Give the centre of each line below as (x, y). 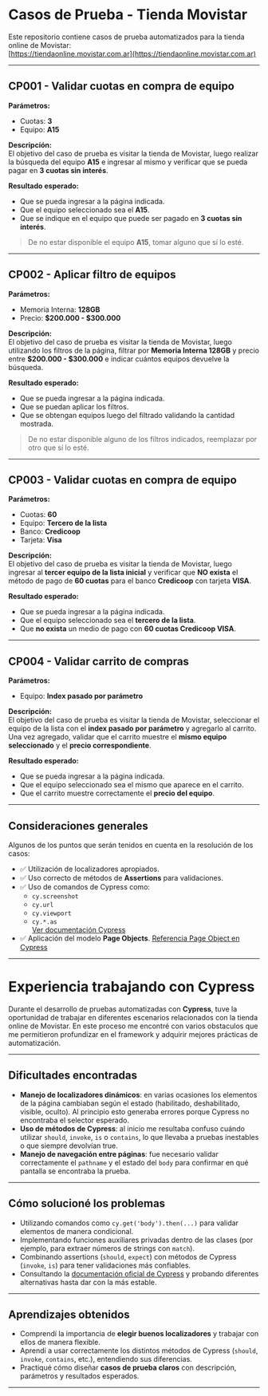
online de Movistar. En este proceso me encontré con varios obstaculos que (133, 1026)
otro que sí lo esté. (58, 448)
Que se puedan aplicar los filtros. (74, 406)
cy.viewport (51, 913)
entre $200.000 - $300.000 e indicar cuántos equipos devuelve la (119, 359)
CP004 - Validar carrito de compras (99, 661)
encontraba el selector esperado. (75, 1120)
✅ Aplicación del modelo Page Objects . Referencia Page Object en (130, 938)
